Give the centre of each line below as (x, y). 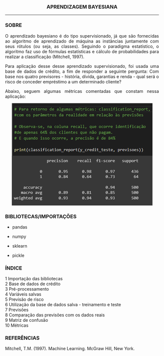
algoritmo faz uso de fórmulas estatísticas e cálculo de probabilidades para (82, 51)
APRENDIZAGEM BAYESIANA (82, 7)
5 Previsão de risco (24, 299)
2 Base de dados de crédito (33, 284)
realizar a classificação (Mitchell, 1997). (45, 57)
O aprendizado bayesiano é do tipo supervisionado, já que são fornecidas (82, 36)
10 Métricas (17, 325)
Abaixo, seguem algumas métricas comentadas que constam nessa (82, 91)
